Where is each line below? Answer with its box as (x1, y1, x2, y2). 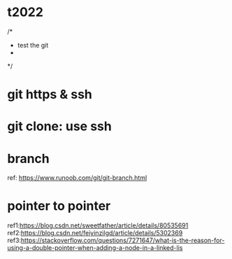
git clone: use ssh (7, 118, 112, 134)
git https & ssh (7, 87, 93, 102)
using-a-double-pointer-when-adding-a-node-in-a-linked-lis (7, 244, 183, 252)
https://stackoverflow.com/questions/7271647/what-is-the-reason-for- (20, 236, 225, 245)
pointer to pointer (7, 198, 111, 214)
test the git (17, 41, 49, 49)
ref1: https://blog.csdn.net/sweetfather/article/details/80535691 (7, 221, 189, 230)
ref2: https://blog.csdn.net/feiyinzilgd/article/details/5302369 (7, 229, 183, 237)
